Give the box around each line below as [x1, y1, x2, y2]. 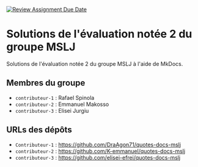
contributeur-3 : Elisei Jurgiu [15, 107, 89, 114]
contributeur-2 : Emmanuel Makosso [15, 101, 109, 108]
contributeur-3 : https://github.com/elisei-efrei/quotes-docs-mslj [15, 154, 181, 161]
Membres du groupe [6, 78, 86, 88]
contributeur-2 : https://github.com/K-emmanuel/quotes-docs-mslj [15, 147, 185, 155]
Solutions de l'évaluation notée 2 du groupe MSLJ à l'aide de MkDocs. [6, 60, 183, 67]
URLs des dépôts [6, 125, 72, 135]
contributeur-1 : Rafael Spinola [15, 94, 95, 101]
